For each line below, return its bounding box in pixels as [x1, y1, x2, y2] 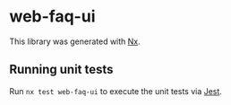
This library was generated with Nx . [9, 36, 141, 47]
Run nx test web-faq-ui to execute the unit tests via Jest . [9, 85, 222, 96]
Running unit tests [9, 62, 114, 77]
